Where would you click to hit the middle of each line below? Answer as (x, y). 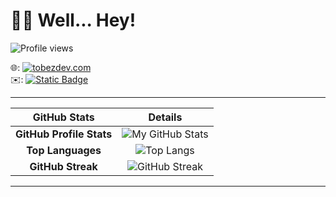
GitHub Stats (63, 117)
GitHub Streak (63, 166)
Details (165, 117)
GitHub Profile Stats (64, 134)
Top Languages (64, 150)
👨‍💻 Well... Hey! (73, 20)
